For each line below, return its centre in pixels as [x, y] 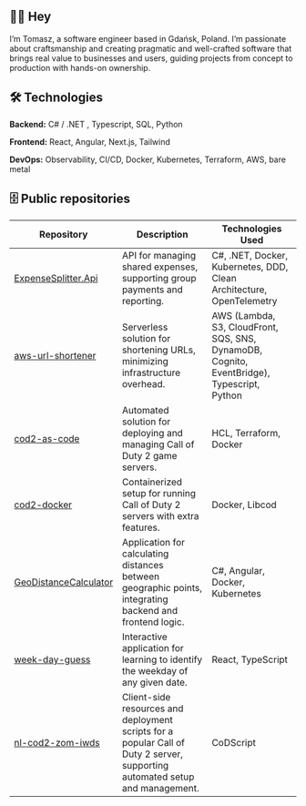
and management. [161, 789]
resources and [153, 709]
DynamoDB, [237, 350]
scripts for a [148, 731]
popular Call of [153, 743]
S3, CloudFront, [245, 327]
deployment [147, 720]
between [141, 576]
